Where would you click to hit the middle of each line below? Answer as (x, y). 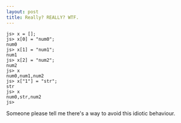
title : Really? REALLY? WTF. (43, 17)
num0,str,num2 (24, 97)
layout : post (22, 12)
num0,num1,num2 (25, 76)
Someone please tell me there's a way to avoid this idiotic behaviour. (91, 113)
